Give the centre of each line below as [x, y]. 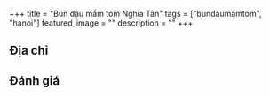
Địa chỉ [29, 51]
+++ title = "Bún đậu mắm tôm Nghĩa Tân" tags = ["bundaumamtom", [135, 14]
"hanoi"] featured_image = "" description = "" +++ [101, 23]
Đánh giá [35, 81]
